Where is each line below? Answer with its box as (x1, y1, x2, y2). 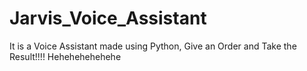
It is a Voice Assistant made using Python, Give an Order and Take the (9, 40, 297, 52)
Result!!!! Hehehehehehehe (9, 50, 122, 62)
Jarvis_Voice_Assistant (9, 7, 207, 30)
